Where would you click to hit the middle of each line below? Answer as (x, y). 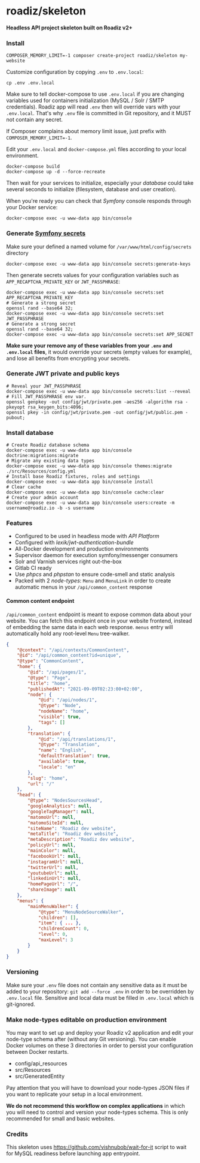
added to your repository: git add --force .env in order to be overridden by (100, 991)
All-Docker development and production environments (82, 549)
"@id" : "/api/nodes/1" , (67, 700)
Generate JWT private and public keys (63, 374)
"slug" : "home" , (48, 778)
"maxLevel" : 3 (56, 940)
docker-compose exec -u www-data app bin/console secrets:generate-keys (99, 264)
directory (17, 253)
